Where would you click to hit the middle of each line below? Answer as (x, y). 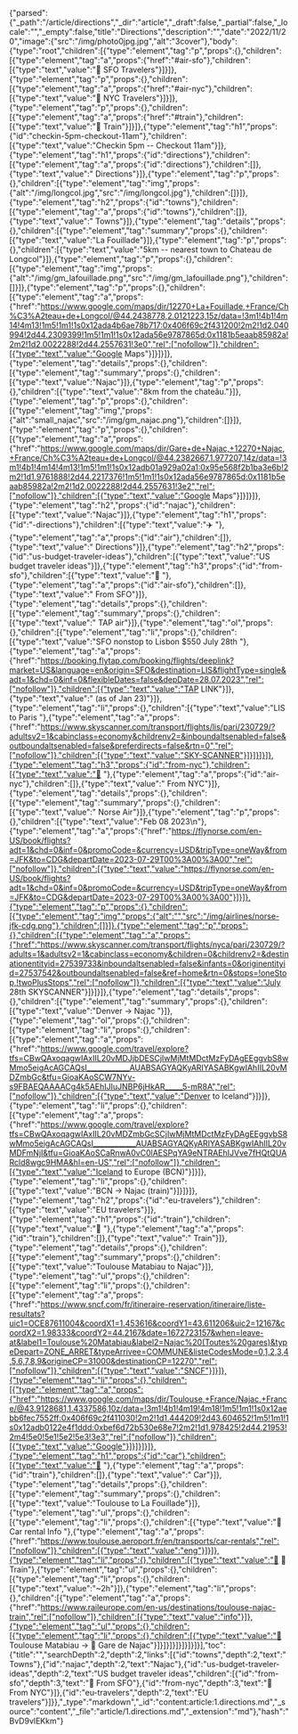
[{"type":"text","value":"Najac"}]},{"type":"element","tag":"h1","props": (138, 515)
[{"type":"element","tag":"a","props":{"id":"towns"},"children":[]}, (128, 212)
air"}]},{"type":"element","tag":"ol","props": (194, 622)
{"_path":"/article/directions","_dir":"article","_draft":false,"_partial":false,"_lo (149, 22)
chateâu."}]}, (218, 392)
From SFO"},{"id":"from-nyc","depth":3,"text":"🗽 (185, 1683)
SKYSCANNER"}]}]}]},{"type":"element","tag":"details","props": (144, 992)
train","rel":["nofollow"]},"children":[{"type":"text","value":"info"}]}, (131, 1617)
